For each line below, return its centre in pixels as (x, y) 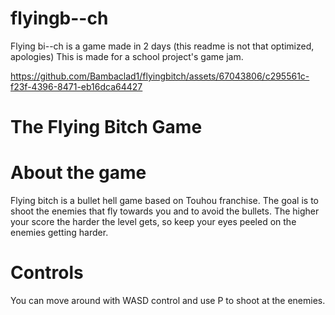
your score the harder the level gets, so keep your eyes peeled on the (153, 222)
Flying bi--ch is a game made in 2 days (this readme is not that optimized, (162, 46)
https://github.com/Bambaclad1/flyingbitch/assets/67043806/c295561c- (160, 76)
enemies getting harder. (59, 233)
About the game (78, 173)
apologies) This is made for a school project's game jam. (127, 56)
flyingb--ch (59, 18)
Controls (47, 273)
